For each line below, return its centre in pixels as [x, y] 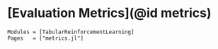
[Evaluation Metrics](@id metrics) [109, 13]
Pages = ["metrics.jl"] [45, 38]
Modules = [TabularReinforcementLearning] [71, 32]
